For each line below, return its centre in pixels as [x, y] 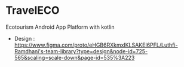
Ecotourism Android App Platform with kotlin [60, 27]
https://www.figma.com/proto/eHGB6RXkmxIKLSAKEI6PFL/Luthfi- [96, 45]
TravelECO [33, 10]
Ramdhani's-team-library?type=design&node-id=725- [81, 51]
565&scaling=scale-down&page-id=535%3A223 [74, 57]
